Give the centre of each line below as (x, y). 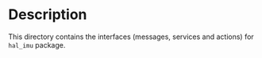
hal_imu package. (37, 44)
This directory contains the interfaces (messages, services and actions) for (131, 37)
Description (48, 15)
